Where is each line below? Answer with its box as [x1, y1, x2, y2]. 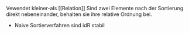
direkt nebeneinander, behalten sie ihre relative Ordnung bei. [6, 11, 152, 18]
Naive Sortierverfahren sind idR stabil [14, 22, 105, 28]
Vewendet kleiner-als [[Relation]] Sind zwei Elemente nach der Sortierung [6, 5, 184, 11]
